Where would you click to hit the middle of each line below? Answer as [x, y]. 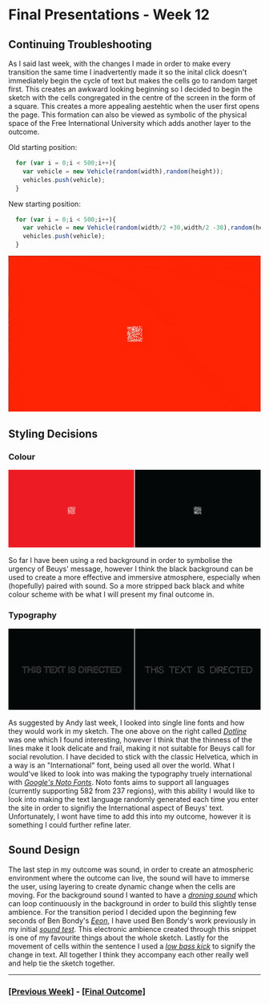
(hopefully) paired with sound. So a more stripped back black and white [126, 586]
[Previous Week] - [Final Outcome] [77, 991]
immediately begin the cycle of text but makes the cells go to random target [133, 81]
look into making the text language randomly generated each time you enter [133, 799]
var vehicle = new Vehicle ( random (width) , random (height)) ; [123, 171]
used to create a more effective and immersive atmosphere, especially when [134, 577]
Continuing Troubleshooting [80, 45]
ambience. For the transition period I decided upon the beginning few [122, 912]
